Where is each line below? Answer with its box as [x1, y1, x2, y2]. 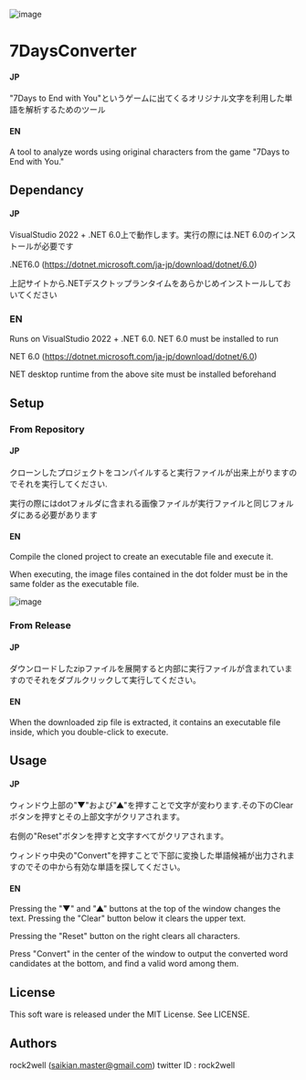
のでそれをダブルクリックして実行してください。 [16, 675, 201, 686]
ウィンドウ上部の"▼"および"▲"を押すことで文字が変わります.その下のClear [9, 800, 294, 811]
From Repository [9, 422, 85, 435]
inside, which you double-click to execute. [9, 726, 169, 737]
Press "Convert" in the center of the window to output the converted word [9, 948, 289, 959]
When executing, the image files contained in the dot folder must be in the [9, 569, 289, 580]
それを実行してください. [16, 478, 108, 489]
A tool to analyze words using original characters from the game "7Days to [9, 146, 290, 157]
